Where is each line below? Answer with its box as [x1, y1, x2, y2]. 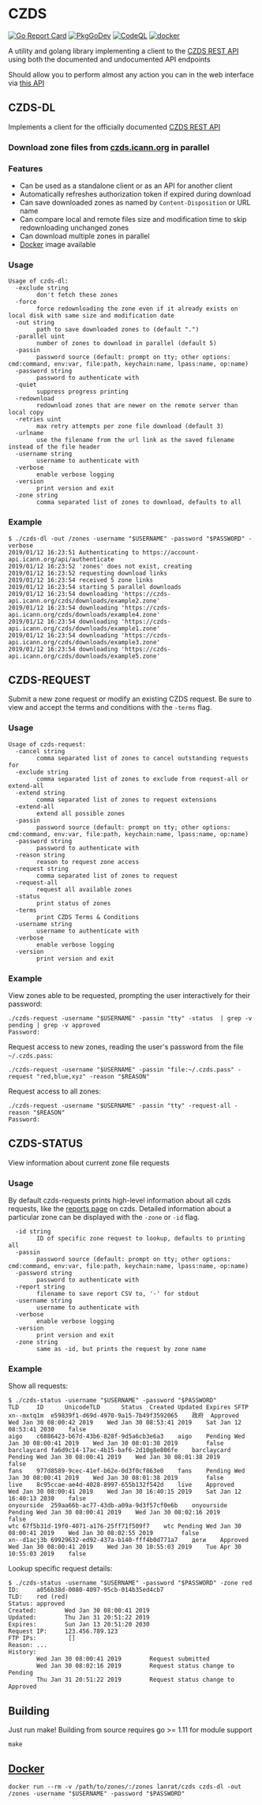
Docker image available [19, 239, 96, 249]
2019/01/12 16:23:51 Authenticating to [8, 548, 140, 557]
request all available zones [36, 885, 133, 893]
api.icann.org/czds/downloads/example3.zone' [8, 638, 160, 646]
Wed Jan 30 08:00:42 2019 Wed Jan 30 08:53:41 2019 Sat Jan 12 [8, 1419, 242, 1427]
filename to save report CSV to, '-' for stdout [36, 1290, 200, 1298]
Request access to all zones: [8, 1086, 101, 1096]
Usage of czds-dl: [8, 277, 69, 285]
